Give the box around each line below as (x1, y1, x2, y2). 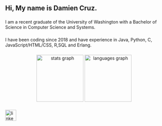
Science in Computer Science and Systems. (5, 24, 96, 30)
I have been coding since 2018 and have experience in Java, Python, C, (5, 37, 152, 43)
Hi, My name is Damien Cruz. (5, 4, 97, 12)
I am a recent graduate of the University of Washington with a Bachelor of (5, 19, 157, 25)
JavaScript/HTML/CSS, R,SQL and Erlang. (5, 42, 91, 48)
